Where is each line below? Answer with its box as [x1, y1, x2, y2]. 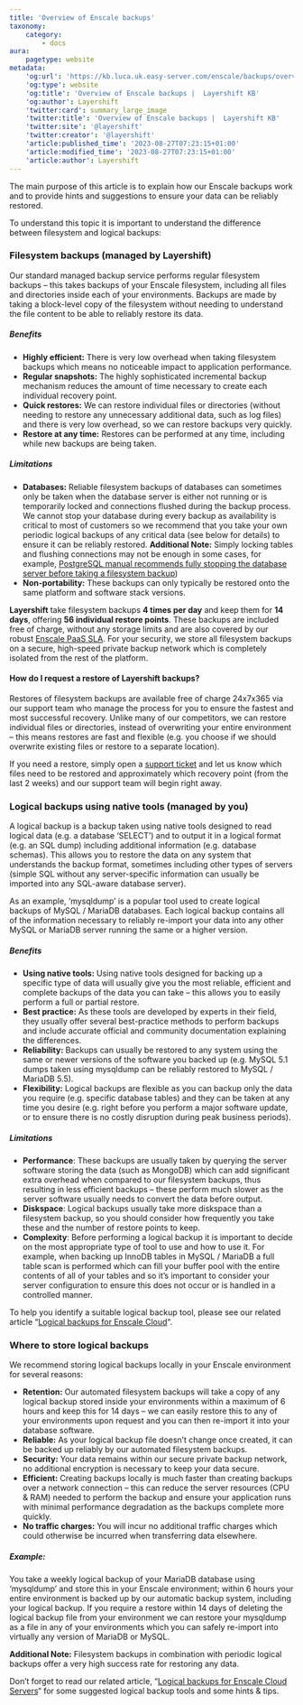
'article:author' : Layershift [25, 155, 140, 165]
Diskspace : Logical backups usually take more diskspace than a [22, 1203, 262, 1214]
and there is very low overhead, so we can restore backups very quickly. [22, 419, 293, 430]
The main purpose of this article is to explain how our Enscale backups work [9, 181, 293, 191]
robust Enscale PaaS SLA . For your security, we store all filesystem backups [9, 633, 292, 644]
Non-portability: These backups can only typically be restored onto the [22, 577, 290, 588]
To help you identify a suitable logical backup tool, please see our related [9, 1307, 281, 1318]
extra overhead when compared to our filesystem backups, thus [22, 1174, 262, 1185]
